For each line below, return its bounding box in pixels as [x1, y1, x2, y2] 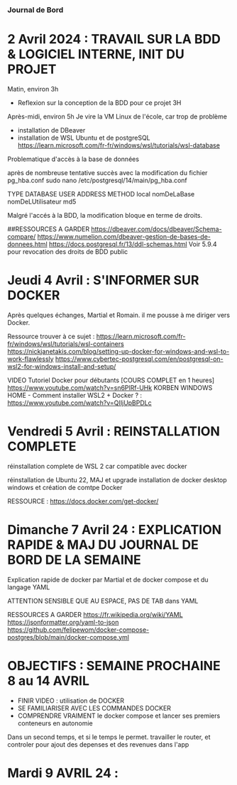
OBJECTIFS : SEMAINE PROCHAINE [7, 657, 221, 674]
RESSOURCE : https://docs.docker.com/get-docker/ [7, 496, 159, 505]
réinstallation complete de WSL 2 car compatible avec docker [7, 462, 187, 470]
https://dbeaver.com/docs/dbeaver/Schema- [91, 225, 222, 233]
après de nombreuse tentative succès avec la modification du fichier [7, 168, 208, 177]
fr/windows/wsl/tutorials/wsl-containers [7, 339, 124, 348]
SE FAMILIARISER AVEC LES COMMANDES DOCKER [17, 703, 172, 712]
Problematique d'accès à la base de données [7, 155, 140, 163]
